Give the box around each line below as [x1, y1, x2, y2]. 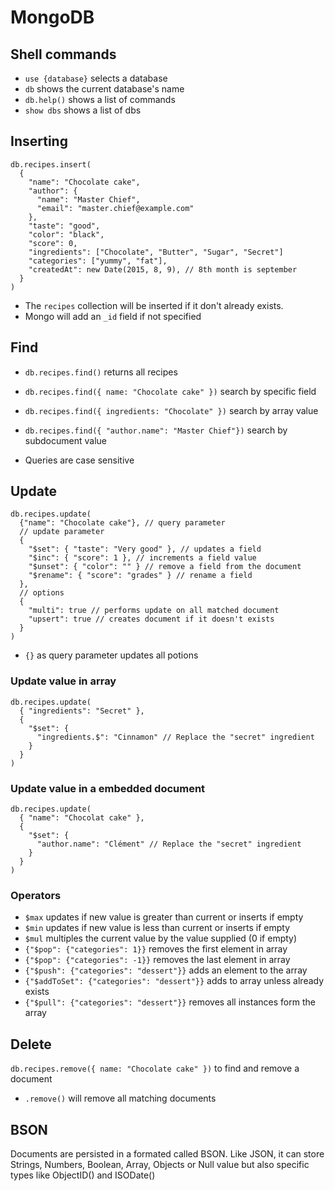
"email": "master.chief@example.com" [36, 203, 195, 213]
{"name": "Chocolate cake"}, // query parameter [19, 518, 226, 528]
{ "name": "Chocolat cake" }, [19, 813, 145, 823]
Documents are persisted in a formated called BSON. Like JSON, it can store [10, 1147, 325, 1160]
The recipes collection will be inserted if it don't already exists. [24, 299, 284, 311]
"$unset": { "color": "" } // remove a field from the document [28, 562, 302, 572]
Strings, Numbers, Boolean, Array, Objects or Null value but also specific [10, 1158, 310, 1170]
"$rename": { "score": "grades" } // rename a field [28, 571, 253, 581]
